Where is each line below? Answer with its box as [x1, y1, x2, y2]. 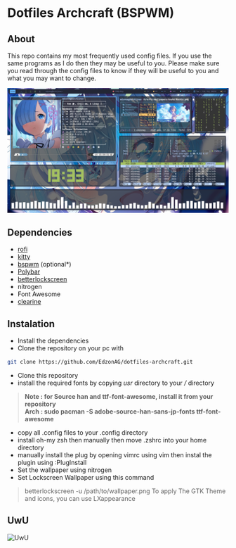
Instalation [7, 318, 55, 330]
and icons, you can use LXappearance [24, 495, 136, 502]
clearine [17, 298, 41, 306]
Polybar [17, 267, 41, 276]
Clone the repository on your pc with [17, 344, 124, 352]
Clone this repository [17, 371, 79, 379]
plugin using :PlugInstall [17, 459, 87, 466]
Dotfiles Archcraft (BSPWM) [7, 5, 174, 21]
